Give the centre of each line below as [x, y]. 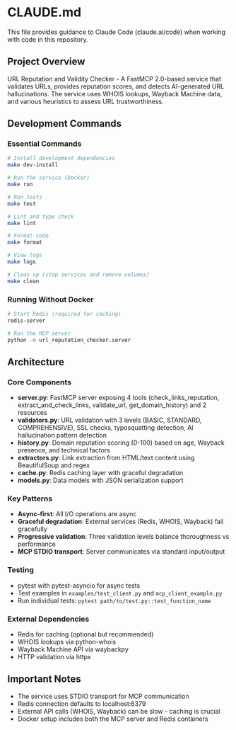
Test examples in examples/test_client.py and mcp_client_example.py [120, 593]
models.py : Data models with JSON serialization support [100, 480]
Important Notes [44, 679]
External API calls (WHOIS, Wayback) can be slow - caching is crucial [119, 711]
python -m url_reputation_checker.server [69, 340]
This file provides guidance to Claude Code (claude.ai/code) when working [117, 32]
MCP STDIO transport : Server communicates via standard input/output [121, 552]
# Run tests [25, 197]
